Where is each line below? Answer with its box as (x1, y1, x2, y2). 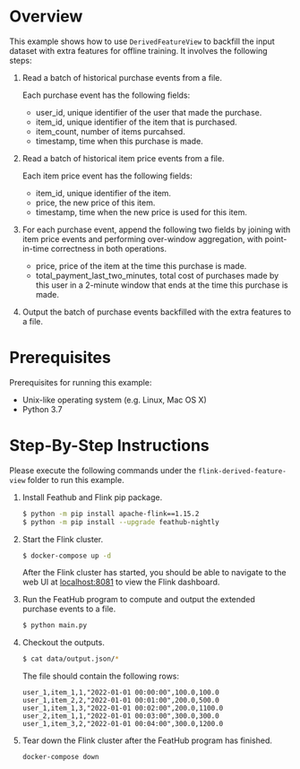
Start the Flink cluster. (21, 533, 104, 544)
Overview (9, 6, 83, 27)
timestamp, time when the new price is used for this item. (35, 206, 248, 217)
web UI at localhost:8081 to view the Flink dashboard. (21, 576, 220, 588)
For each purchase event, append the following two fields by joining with (21, 224, 291, 235)
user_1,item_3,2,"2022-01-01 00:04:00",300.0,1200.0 (21, 720, 224, 729)
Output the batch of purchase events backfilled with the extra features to (21, 307, 292, 317)
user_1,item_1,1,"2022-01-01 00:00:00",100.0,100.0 (21, 688, 219, 697)
